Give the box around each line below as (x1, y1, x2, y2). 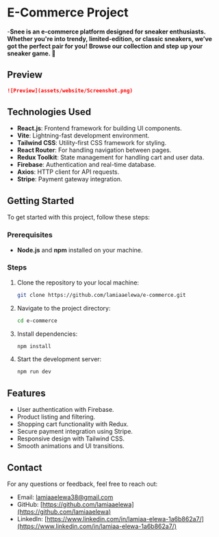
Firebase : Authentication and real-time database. (16, 161, 156, 169)
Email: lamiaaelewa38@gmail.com (16, 493, 114, 501)
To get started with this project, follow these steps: (7, 213, 151, 222)
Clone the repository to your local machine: (16, 278, 139, 287)
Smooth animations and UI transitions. (16, 442, 125, 450)
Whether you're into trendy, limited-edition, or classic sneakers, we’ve (7, 34, 212, 42)
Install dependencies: (16, 330, 78, 338)
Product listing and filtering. (16, 412, 96, 421)
